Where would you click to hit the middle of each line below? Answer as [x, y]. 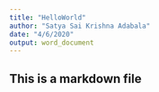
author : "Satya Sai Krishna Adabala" [80, 26]
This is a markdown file [75, 78]
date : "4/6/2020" [42, 34]
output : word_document [52, 42]
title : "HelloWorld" [48, 17]
